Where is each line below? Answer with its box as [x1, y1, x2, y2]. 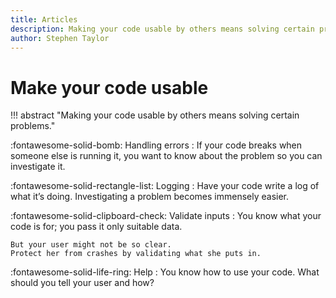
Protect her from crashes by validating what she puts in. [10, 249, 262, 259]
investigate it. [10, 161, 66, 173]
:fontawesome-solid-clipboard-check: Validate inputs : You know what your [10, 210, 322, 222]
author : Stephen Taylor [10, 33, 110, 43]
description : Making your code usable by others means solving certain [10, 24, 315, 34]
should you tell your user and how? [10, 277, 155, 289]
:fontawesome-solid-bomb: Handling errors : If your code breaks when [10, 139, 303, 151]
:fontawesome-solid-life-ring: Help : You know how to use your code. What [10, 266, 320, 278]
